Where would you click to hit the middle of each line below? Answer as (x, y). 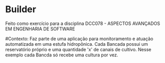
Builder (21, 9)
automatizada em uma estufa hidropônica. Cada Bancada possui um (77, 44)
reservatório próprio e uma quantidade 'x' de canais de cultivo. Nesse (78, 49)
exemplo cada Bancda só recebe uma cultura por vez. (62, 55)
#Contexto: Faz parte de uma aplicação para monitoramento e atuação (79, 39)
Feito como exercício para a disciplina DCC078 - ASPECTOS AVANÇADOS (83, 23)
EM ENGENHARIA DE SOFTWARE (40, 28)
